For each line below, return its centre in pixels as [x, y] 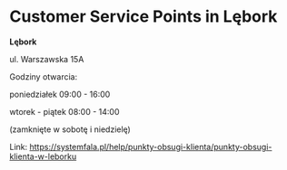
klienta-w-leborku [43, 156]
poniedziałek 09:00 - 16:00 [60, 94]
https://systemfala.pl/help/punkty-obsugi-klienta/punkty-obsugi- [151, 146]
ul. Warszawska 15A [47, 59]
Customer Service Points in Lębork [143, 17]
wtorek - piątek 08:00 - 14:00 [64, 111]
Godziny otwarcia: [44, 76]
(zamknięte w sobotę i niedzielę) [70, 129]
